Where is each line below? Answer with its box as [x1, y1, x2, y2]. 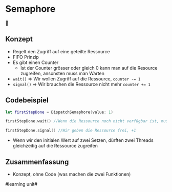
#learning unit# [5, 181, 37, 187]
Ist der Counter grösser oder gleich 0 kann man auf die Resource [20, 65, 158, 71]
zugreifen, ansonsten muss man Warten [20, 70, 105, 76]
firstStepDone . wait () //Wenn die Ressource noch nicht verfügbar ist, [5, 119, 159, 124]
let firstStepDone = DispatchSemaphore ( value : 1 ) [5, 110, 114, 115]
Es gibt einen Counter [12, 59, 59, 66]
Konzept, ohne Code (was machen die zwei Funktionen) [12, 171, 131, 177]
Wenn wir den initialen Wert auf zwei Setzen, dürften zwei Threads [12, 137, 154, 143]
